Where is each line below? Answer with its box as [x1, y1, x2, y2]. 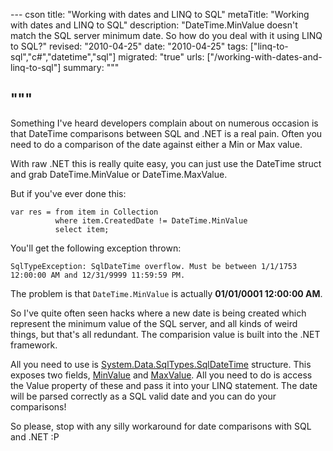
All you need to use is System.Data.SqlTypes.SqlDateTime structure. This [10, 358, 312, 370]
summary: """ [63, 62, 120, 73]
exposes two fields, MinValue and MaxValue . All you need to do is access [10, 369, 313, 381]
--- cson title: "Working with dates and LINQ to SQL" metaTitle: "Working [10, 9, 310, 20]
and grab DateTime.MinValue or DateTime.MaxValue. [10, 168, 228, 180]
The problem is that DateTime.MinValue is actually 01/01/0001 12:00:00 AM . [10, 287, 323, 299]
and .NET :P [10, 430, 60, 443]
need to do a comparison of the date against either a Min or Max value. [10, 138, 303, 150]
